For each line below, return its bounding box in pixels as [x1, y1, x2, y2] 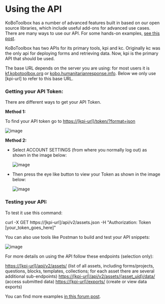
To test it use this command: [5, 210, 63, 216]
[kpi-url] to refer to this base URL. [5, 76, 74, 81]
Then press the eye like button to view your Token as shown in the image [12, 171, 161, 177]
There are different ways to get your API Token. [5, 99, 101, 105]
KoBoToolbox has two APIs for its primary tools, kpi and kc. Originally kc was [5, 45, 161, 51]
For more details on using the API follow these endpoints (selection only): [5, 253, 154, 259]
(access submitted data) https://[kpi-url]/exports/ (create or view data [5, 278, 147, 284]
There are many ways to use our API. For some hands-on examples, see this [5, 30, 160, 36]
